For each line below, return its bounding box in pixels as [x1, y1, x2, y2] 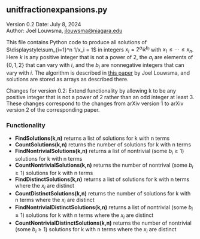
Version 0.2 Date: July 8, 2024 [6, 20, 81, 27]
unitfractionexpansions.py [6, 5, 108, 15]
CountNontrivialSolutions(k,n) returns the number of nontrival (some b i [14, 161, 193, 170]
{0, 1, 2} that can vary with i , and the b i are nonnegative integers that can [6, 62, 184, 70]
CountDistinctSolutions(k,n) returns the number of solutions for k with [14, 189, 191, 197]
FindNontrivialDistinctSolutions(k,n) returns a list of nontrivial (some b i [14, 204, 193, 213]
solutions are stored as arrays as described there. [6, 75, 129, 82]
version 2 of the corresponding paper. [6, 106, 100, 113]
